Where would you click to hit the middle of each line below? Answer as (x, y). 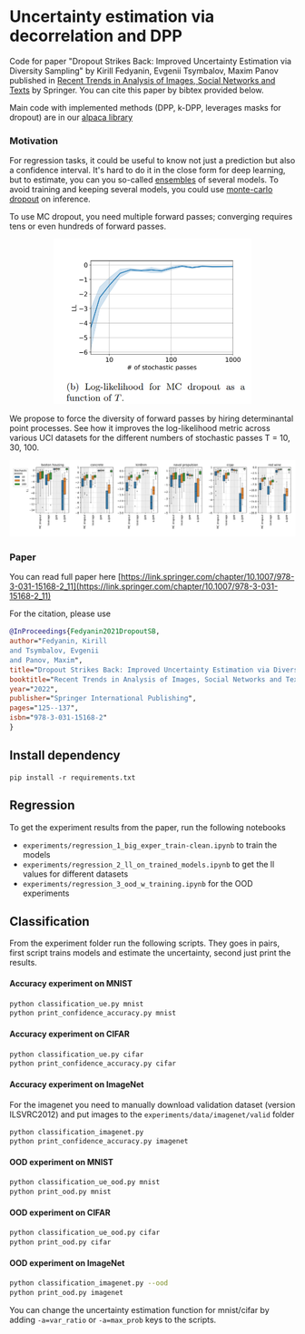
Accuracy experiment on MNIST (71, 983)
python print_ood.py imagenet (67, 1293)
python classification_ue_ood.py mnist (85, 1182)
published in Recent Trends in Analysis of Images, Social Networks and (143, 80)
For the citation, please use (60, 613)
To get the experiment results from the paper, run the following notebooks (148, 827)
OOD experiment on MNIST (61, 1162)
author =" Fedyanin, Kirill (58, 642)
